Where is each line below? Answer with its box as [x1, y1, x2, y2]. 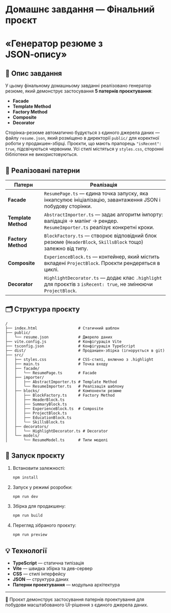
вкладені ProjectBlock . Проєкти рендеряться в [44, 260, 160, 266]
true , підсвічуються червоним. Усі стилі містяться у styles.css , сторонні [5, 146, 164, 152]
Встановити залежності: [12, 465, 65, 471]
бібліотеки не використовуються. [5, 151, 78, 157]
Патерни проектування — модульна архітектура [12, 581, 120, 587]
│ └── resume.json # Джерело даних [5, 334, 113, 339]
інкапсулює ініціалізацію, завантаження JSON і [44, 196, 161, 203]
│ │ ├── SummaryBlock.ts [5, 401, 67, 407]
